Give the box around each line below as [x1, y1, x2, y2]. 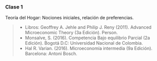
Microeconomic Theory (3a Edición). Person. [25, 30, 118, 36]
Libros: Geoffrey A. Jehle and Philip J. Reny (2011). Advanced [25, 24, 152, 30]
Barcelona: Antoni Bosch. [25, 51, 78, 57]
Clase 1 [5, 3, 23, 10]
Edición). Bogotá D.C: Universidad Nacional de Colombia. [25, 40, 143, 46]
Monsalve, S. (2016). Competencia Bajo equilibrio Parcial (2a [25, 35, 150, 41]
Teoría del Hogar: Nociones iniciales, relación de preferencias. [5, 15, 134, 21]
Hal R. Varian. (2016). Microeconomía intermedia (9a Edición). [25, 46, 153, 52]
